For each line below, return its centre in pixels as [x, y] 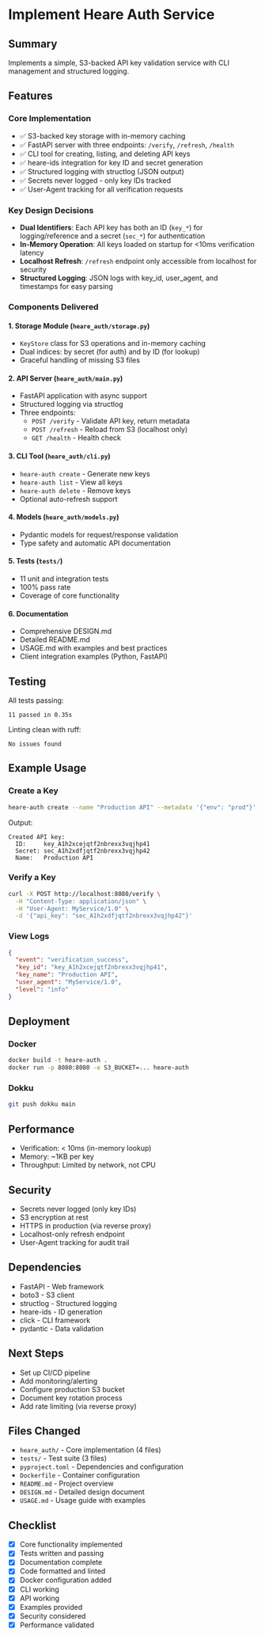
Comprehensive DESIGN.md [66, 632]
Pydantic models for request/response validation [99, 534]
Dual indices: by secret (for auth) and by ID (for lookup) [110, 352]
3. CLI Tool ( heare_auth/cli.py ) [59, 456]
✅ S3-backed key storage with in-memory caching [102, 135]
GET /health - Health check [76, 438]
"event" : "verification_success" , [72, 960]
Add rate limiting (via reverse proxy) [78, 1406]
